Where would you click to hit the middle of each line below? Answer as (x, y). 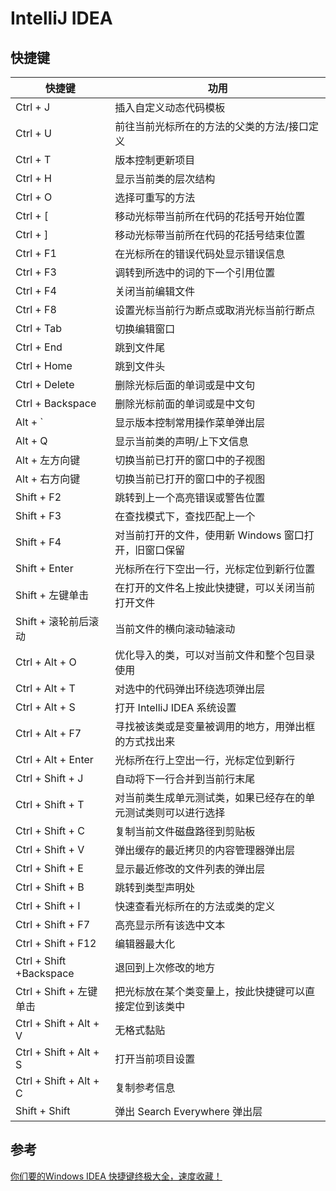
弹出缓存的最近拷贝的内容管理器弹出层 (205, 850)
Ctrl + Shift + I (48, 905)
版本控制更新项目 (155, 160)
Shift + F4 (38, 542)
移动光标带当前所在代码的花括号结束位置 (210, 235)
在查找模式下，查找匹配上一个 (185, 516)
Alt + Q (31, 440)
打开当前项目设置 (155, 1059)
